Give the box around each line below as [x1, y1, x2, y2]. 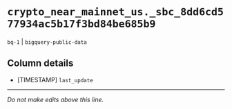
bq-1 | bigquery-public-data [7, 37, 88, 46]
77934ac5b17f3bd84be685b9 [7, 18, 156, 31]
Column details [7, 58, 74, 69]
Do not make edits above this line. [7, 95, 104, 104]
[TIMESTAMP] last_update [17, 75, 93, 84]
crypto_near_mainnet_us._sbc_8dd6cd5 [7, 5, 224, 19]
